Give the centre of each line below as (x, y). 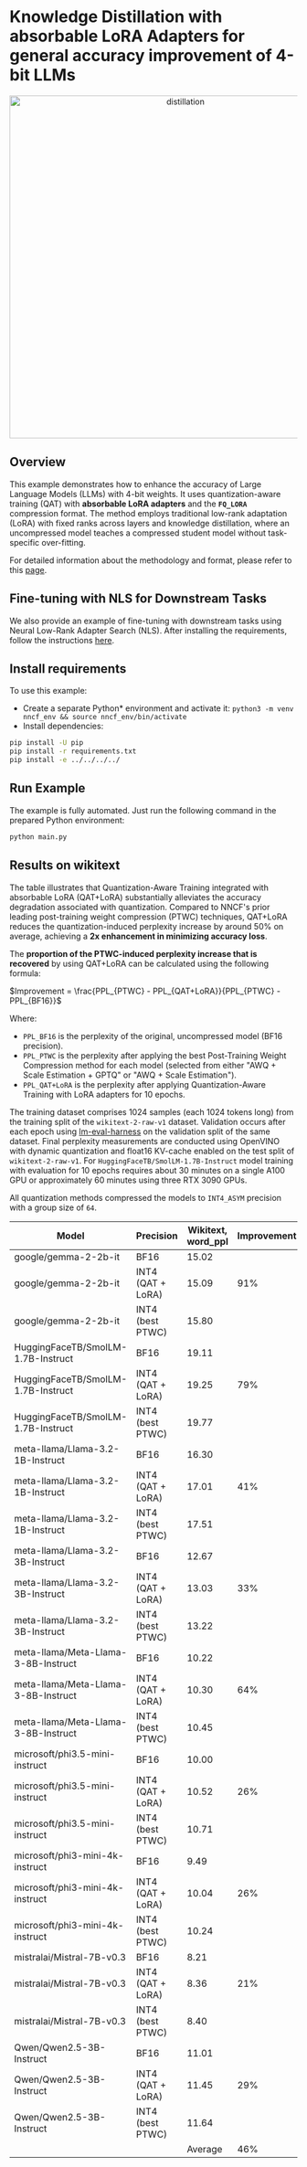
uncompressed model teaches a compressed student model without (138, 533)
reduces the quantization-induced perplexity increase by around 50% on (147, 926)
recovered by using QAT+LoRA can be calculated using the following (139, 963)
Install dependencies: (63, 726)
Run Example (48, 788)
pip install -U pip (47, 743)
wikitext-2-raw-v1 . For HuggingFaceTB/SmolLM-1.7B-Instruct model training (152, 1160)
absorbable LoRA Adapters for (127, 36)
